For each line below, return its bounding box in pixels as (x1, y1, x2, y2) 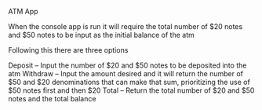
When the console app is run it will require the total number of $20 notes (8, 22, 243, 31)
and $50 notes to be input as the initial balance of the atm (8, 31, 195, 39)
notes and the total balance (8, 94, 96, 103)
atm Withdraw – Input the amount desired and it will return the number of (8, 69, 244, 78)
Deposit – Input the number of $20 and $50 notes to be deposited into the (8, 60, 247, 70)
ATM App (8, 7, 38, 16)
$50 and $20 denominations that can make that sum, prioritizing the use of (8, 78, 251, 86)
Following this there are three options (8, 46, 129, 54)
